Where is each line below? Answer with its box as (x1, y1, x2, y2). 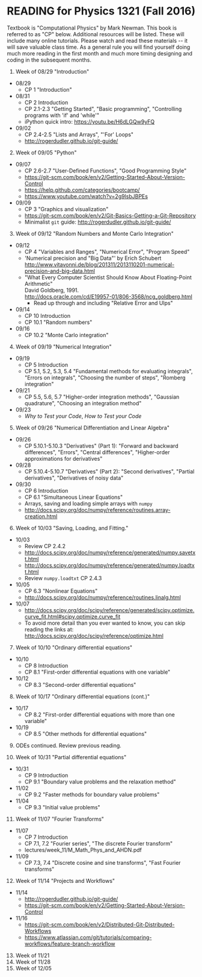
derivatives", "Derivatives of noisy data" (24, 474, 124, 481)
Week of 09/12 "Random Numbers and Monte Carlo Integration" (15, 230, 174, 237)
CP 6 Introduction (24, 487, 69, 494)
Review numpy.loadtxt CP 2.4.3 (24, 574, 102, 581)
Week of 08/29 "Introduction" (15, 68, 90, 75)
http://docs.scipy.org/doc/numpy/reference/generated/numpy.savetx (24, 549, 196, 556)
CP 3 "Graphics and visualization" (24, 205, 109, 212)
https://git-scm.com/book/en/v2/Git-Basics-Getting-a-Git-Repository (24, 212, 196, 219)
